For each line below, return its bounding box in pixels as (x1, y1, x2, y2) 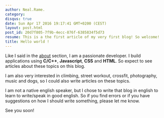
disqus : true (5, 16, 32, 21)
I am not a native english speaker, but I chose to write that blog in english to (5, 87, 159, 93)
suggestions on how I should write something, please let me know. (5, 98, 140, 104)
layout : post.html (5, 26, 43, 30)
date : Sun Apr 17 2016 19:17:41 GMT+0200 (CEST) (5, 21, 107, 26)
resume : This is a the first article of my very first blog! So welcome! (5, 35, 160, 40)
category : (5, 12, 26, 17)
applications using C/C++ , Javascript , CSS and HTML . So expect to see (5, 58, 153, 64)
